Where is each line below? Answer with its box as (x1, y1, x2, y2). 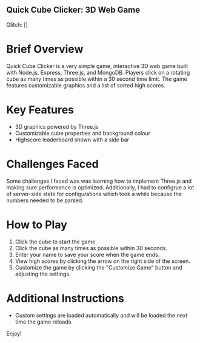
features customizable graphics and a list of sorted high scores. (6, 81, 165, 89)
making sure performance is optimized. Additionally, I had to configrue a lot (6, 183, 195, 191)
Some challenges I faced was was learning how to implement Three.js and (6, 177, 192, 185)
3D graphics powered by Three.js (15, 123, 99, 130)
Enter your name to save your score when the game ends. (15, 251, 160, 258)
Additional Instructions (6, 291, 124, 305)
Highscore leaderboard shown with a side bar (15, 136, 129, 143)
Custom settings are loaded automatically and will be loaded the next (15, 311, 188, 319)
